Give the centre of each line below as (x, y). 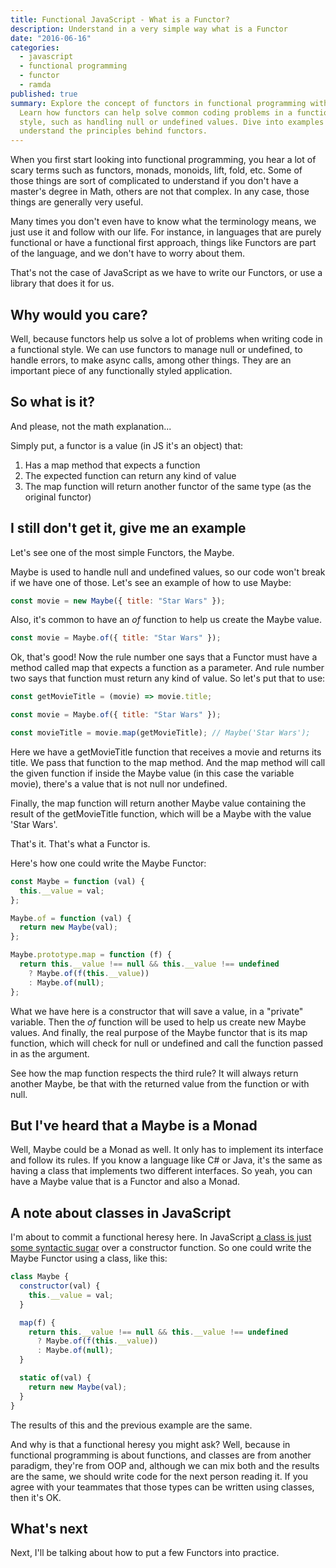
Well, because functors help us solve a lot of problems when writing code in (166, 338)
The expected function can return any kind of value (130, 475)
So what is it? (52, 402)
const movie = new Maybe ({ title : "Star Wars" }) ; (118, 601)
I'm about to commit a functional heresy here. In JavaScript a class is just (161, 1237)
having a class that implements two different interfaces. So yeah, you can (161, 1171)
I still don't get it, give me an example (128, 528)
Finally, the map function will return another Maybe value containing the (158, 803)
